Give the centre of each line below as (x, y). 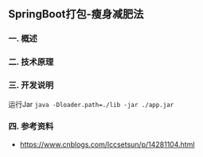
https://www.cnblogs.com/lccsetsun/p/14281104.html (107, 144)
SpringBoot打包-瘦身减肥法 (76, 14)
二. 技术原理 (31, 62)
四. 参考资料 (31, 127)
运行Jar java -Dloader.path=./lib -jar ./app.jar (91, 104)
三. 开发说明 (31, 86)
